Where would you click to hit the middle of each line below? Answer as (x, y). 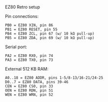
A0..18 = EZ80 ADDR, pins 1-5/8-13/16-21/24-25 (54, 78)
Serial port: (16, 47)
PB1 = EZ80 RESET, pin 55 (31, 29)
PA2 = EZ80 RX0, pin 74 (29, 56)
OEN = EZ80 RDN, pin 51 (29, 90)
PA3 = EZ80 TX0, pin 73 (29, 60)
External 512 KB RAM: (27, 69)
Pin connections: (22, 16)
